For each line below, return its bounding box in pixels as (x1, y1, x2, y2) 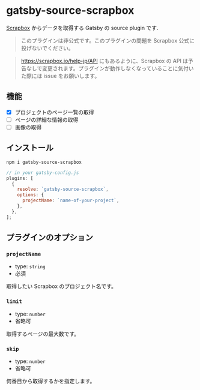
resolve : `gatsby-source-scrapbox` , (17, 187, 109, 193)
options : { (17, 192, 44, 198)
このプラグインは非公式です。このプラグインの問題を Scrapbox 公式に (20, 37, 195, 44)
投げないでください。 (20, 44, 74, 52)
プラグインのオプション (6, 232, 93, 243)
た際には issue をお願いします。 (20, 72, 100, 79)
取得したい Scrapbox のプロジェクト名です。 (6, 283, 117, 290)
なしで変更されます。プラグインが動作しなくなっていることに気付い (26, 64, 194, 72)
